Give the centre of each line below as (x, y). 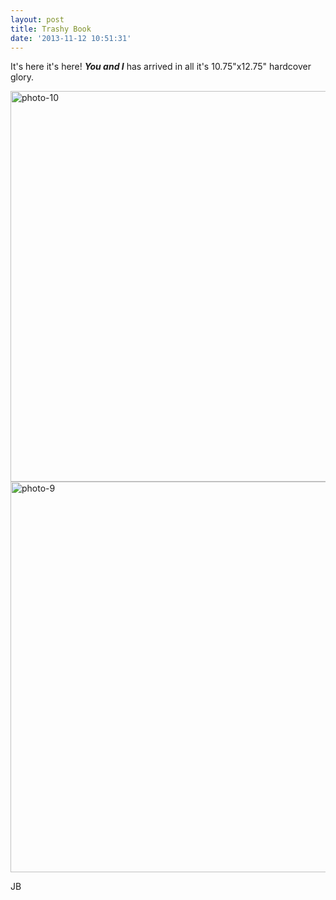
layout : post (37, 19)
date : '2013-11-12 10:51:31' (71, 38)
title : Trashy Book (51, 29)
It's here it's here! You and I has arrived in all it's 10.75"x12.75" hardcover (161, 67)
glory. (22, 77)
